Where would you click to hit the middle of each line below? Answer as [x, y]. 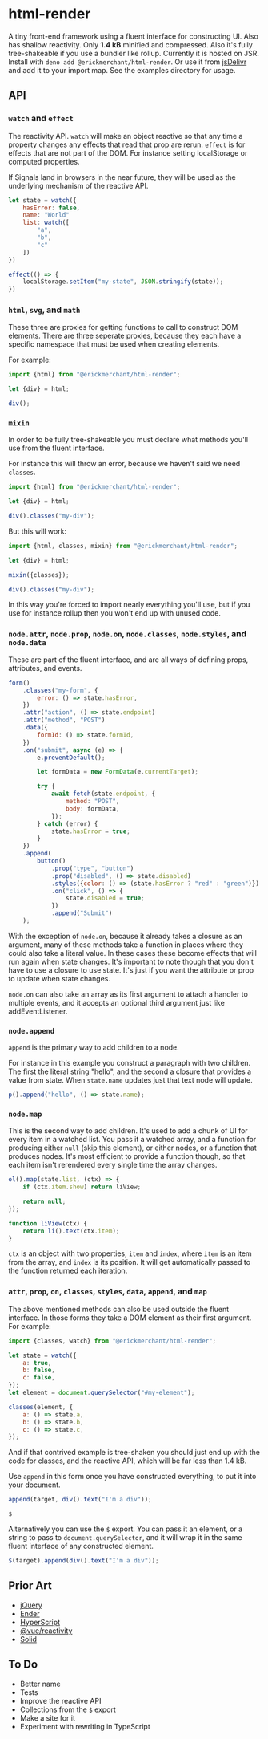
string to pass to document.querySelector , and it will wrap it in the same [125, 1538]
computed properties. [44, 161]
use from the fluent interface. [57, 448]
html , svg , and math [44, 310]
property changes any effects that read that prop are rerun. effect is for [127, 144]
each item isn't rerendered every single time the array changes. [113, 1165]
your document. [35, 1485]
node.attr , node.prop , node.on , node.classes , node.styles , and [128, 634]
